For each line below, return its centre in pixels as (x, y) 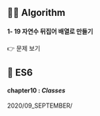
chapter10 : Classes (36, 90)
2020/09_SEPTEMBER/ (40, 106)
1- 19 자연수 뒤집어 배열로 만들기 (50, 31)
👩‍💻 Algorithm (36, 13)
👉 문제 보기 (24, 48)
